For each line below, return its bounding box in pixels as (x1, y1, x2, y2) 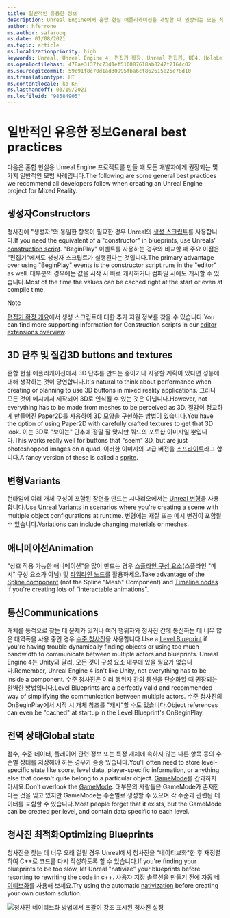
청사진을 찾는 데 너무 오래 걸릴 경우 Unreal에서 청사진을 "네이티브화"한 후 (7, 848, 203, 856)
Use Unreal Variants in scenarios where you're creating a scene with (25, 503, 219, 511)
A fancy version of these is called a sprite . (19, 453, 138, 461)
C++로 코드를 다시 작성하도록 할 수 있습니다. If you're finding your (19, 857, 197, 865)
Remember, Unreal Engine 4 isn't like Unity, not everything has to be (14, 667, 207, 675)
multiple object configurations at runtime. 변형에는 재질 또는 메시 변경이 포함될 (7, 512, 222, 520)
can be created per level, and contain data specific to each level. (7, 807, 190, 815)
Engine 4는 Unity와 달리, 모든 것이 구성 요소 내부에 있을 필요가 (7, 658, 175, 666)
